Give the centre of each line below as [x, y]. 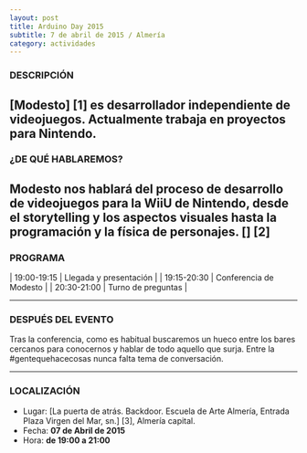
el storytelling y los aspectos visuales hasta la [143, 217]
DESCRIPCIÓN [42, 76]
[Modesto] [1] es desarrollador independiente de [150, 105]
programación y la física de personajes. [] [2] [140, 232]
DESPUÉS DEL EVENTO [62, 320]
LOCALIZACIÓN [45, 391]
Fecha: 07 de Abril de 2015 [74, 430]
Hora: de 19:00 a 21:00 [67, 440]
